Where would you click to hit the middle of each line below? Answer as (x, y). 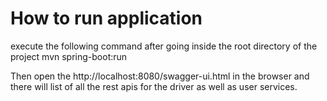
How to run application (106, 18)
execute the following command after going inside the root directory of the (164, 46)
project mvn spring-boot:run (69, 56)
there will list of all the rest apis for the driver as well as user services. (154, 86)
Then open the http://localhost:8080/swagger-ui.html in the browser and (160, 76)
